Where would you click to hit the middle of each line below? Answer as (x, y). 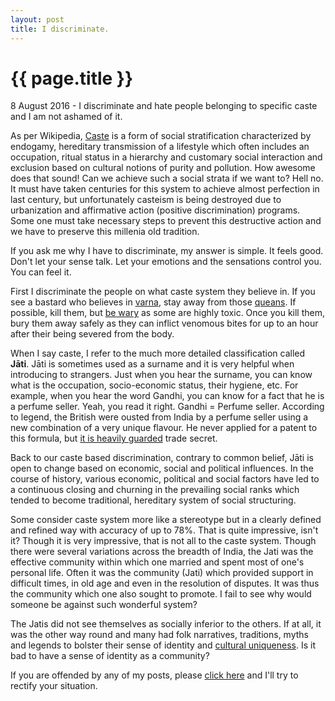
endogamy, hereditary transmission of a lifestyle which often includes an (160, 147)
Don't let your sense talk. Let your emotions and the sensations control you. (166, 262)
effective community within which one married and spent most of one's (157, 562)
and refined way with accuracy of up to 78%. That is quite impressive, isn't (164, 530)
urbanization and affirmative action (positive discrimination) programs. (155, 210)
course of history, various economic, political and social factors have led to (165, 479)
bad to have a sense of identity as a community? (110, 656)
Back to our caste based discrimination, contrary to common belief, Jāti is (162, 458)
